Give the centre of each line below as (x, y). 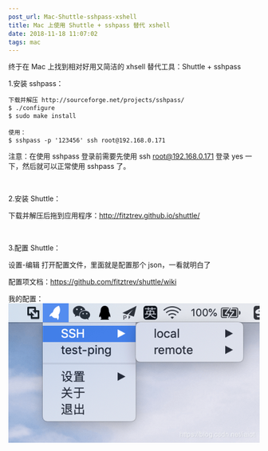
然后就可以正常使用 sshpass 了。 (76, 167)
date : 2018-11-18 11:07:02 (53, 33)
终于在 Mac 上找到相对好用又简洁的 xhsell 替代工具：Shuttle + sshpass (125, 67)
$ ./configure (32, 108)
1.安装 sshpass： (36, 84)
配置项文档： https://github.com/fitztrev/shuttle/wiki (93, 282)
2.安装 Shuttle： (35, 198)
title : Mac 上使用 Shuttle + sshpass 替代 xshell (89, 25)
